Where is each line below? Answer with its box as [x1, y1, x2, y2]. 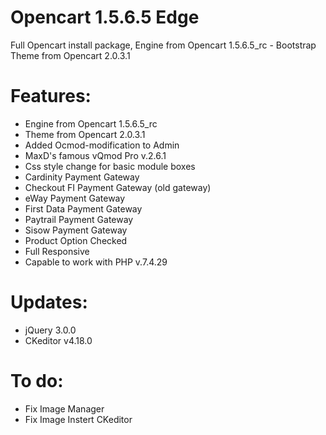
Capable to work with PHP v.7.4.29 [24, 256, 168, 268]
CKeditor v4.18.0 [24, 334, 93, 346]
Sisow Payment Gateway [24, 224, 128, 236]
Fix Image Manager [24, 402, 105, 415]
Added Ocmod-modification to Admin [24, 139, 180, 151]
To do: [10, 370, 64, 392]
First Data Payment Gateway [24, 202, 143, 215]
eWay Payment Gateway [24, 192, 126, 204]
